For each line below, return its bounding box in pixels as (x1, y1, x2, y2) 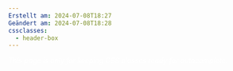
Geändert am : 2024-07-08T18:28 (8, 19, 112, 27)
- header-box (15, 34, 59, 42)
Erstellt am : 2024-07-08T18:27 (8, 11, 112, 20)
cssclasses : (8, 26, 48, 34)
